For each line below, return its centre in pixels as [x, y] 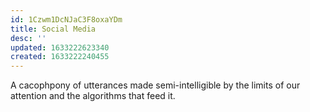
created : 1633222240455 [60, 57]
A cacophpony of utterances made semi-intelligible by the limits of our [155, 85]
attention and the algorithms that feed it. [93, 96]
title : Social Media [53, 29]
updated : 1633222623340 [60, 47]
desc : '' [28, 38]
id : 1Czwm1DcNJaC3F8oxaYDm [66, 19]
